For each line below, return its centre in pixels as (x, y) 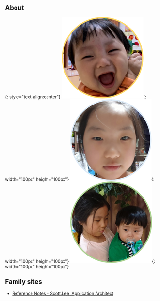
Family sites (24, 282)
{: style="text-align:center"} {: (76, 97)
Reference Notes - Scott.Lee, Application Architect (63, 293)
